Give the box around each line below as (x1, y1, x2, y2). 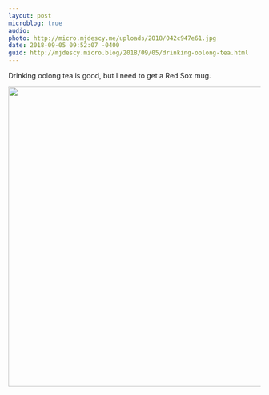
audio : (8, 26, 30, 34)
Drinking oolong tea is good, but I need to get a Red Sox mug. (8, 71, 211, 80)
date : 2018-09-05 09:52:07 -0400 (8, 42, 120, 50)
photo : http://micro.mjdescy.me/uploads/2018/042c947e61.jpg (8, 34, 217, 42)
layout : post (8, 11, 52, 20)
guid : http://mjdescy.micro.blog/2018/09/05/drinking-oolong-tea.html (8, 49, 249, 57)
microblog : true (8, 19, 62, 27)
